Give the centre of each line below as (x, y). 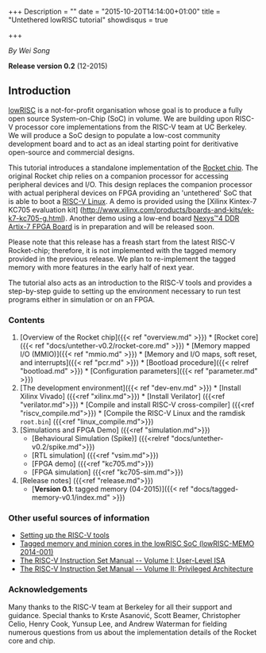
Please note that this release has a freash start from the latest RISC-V (122, 242)
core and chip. (32, 640)
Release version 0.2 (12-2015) (58, 66)
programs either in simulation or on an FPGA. (82, 299)
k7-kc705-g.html (36, 218)
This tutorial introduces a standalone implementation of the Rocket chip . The (133, 167)
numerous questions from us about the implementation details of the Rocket (133, 632)
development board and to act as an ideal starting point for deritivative (123, 144)
